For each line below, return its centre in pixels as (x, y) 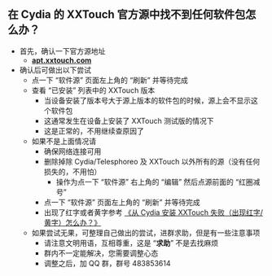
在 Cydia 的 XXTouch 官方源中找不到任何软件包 (127, 15)
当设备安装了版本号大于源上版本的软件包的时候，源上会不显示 (147, 100)
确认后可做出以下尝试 (55, 70)
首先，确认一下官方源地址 (62, 50)
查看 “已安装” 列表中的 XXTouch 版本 (93, 90)
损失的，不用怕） (72, 171)
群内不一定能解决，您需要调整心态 (101, 253)
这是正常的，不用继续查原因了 (94, 131)
